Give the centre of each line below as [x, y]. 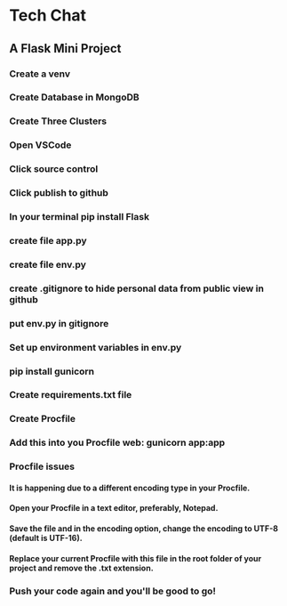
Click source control [54, 169]
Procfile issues [42, 466]
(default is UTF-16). [46, 538]
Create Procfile [42, 419]
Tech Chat [48, 16]
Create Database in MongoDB [74, 97]
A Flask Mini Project [65, 48]
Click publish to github [59, 193]
